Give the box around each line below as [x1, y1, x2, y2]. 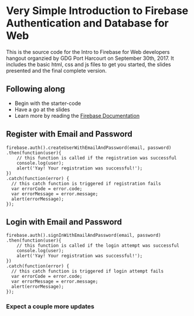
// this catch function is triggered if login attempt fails [11, 269, 164, 274]
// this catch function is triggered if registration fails [11, 181, 161, 186]
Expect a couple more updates [6, 303, 95, 311]
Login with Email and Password [6, 217, 122, 227]
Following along [6, 84, 66, 94]
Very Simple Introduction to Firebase [6, 4, 189, 18]
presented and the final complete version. [6, 67, 107, 74]
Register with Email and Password [6, 129, 133, 139]
